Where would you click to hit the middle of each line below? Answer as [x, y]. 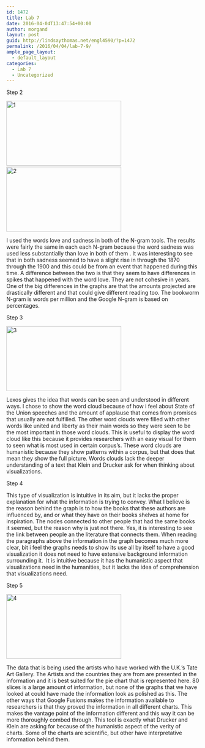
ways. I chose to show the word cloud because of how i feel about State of [100, 407]
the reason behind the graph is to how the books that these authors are [96, 508]
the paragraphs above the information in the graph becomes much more [97, 541]
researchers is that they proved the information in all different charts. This [99, 707]
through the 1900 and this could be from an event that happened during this [102, 267]
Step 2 [15, 92]
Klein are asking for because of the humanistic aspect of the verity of [94, 727]
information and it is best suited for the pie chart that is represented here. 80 [103, 681]
